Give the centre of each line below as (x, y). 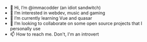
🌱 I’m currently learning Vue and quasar (51, 18)
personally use (25, 29)
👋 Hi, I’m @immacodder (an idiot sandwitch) (55, 8)
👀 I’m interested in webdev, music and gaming (57, 13)
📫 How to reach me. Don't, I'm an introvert (54, 34)
